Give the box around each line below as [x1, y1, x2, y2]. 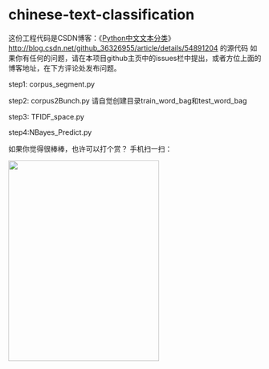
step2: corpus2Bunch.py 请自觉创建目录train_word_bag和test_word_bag [8, 95, 247, 105]
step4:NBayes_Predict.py [8, 127, 92, 137]
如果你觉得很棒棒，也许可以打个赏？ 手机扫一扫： [8, 144, 173, 153]
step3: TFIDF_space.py [8, 112, 84, 121]
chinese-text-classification [8, 6, 195, 24]
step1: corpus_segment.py [8, 79, 95, 89]
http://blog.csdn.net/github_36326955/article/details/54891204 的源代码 [8, 43, 249, 53]
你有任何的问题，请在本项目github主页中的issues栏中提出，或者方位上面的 [14, 53, 262, 63]
